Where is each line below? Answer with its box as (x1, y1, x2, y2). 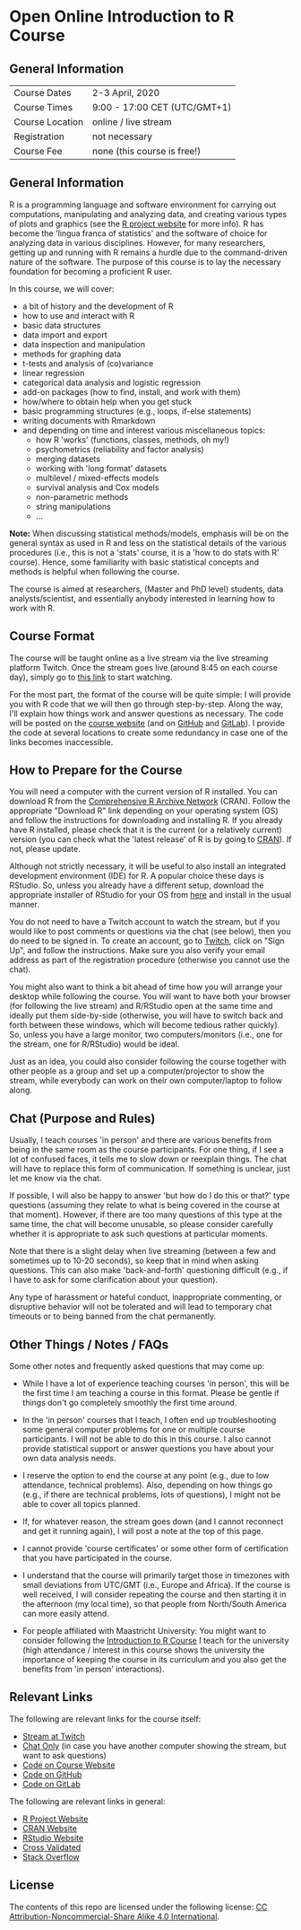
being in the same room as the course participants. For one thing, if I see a (9, 1145, 284, 1155)
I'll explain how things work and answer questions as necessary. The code (9, 707, 284, 719)
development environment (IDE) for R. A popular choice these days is (9, 871, 264, 882)
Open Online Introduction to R (9, 6, 235, 27)
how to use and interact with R (21, 310, 135, 320)
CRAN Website (21, 1822, 78, 1833)
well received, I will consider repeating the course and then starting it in (21, 1589, 287, 1600)
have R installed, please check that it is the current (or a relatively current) (9, 824, 282, 836)
